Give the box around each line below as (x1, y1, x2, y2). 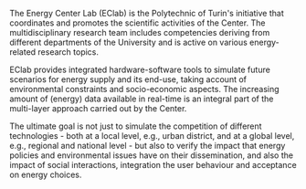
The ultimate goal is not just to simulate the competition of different (9, 121, 262, 131)
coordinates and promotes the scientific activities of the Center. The (9, 17, 266, 28)
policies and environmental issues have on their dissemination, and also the (9, 150, 294, 161)
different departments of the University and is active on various (9, 37, 248, 47)
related (9, 47, 37, 58)
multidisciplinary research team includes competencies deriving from (9, 27, 270, 37)
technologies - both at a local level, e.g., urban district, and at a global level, (9, 131, 295, 141)
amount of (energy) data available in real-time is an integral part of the (9, 93, 274, 104)
